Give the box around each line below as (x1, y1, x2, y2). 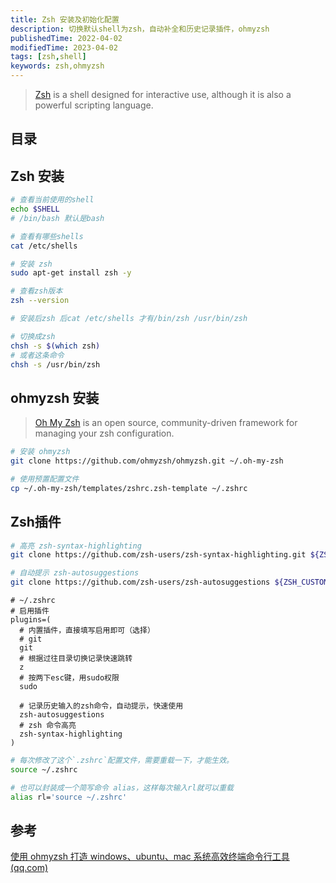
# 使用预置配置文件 (10, 474, 80, 485)
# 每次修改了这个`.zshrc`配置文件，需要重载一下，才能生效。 (10, 756, 234, 766)
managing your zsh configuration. (34, 427, 175, 440)
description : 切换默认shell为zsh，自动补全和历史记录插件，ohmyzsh (10, 24, 270, 34)
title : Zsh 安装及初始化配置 (10, 14, 120, 25)
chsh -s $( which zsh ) (10, 341, 101, 351)
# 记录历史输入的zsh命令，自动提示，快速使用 (19, 701, 184, 711)
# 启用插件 (10, 606, 50, 616)
